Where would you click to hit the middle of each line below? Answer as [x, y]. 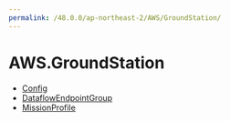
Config [34, 88]
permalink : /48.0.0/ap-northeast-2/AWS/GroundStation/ [115, 18]
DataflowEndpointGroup [67, 97]
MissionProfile [49, 107]
